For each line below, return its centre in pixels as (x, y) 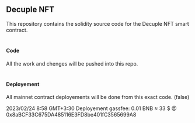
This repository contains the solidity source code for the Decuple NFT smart (97, 23)
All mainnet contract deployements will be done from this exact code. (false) (98, 97)
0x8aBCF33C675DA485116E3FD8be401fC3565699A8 (71, 115)
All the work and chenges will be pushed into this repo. (72, 63)
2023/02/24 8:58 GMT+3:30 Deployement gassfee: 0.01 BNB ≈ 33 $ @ (91, 108)
